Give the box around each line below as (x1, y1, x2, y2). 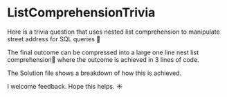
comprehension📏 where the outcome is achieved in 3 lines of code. (7, 55, 199, 63)
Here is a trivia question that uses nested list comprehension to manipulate (7, 28, 220, 36)
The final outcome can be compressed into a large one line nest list (7, 48, 199, 56)
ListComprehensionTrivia (7, 5, 156, 21)
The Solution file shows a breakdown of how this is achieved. (7, 69, 182, 77)
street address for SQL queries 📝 (7, 34, 101, 43)
